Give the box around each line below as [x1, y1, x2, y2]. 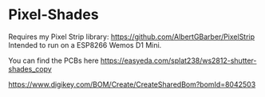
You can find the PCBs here [8, 56, 99, 65]
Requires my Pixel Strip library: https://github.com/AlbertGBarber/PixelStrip [8, 32, 255, 41]
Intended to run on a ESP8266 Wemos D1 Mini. [8, 40, 162, 49]
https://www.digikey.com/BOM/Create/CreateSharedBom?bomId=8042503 [8, 80, 256, 89]
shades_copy [8, 64, 52, 73]
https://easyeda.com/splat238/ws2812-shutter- [100, 56, 257, 65]
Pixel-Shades [8, 6, 99, 24]
